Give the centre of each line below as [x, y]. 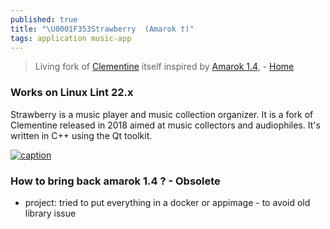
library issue [50, 213]
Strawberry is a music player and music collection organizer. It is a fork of [162, 114]
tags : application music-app [71, 38]
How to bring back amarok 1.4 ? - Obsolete [115, 181]
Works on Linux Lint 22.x [72, 93]
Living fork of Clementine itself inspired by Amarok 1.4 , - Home [164, 67]
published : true [44, 19]
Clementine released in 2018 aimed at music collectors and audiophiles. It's [165, 125]
